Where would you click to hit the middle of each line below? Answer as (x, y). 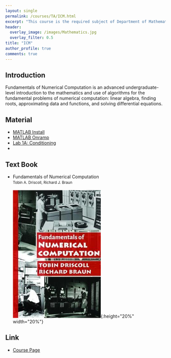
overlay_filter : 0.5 (32, 38)
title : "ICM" (19, 43)
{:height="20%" (117, 316)
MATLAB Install (28, 132)
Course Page (26, 350)
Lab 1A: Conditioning (34, 143)
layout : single (21, 11)
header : (13, 27)
